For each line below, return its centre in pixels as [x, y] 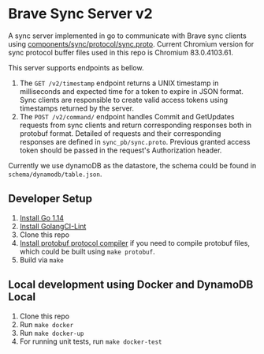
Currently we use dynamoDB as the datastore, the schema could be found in [132, 165]
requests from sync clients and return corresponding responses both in [136, 125]
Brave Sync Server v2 [80, 14]
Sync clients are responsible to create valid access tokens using [124, 100]
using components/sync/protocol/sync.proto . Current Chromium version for [131, 43]
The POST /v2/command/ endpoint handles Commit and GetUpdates [127, 116]
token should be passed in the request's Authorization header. [121, 150]
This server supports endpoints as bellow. [76, 67]
